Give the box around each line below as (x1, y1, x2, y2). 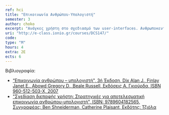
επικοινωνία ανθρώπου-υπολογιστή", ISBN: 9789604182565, (12, 99, 140, 105)
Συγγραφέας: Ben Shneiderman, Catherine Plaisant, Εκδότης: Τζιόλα (12, 104, 157, 110)
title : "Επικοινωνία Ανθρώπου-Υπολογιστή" (5, 12, 96, 17)
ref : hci (5, 7, 24, 13)
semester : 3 (5, 17, 30, 22)
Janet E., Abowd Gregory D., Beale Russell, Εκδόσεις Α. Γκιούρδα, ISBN (12, 83, 161, 89)
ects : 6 (5, 54, 22, 59)
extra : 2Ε (5, 49, 26, 54)
